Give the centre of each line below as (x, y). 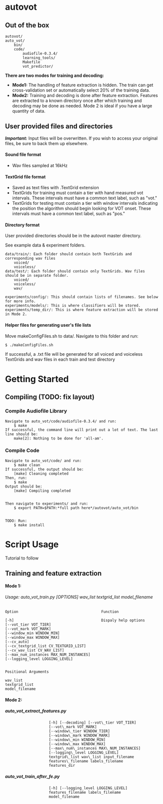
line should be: (21, 434)
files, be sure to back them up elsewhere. (47, 143)
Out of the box (27, 25)
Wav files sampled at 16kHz (40, 166)
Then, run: (16, 478)
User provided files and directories (59, 126)
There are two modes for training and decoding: (54, 75)
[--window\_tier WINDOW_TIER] (79, 731)
